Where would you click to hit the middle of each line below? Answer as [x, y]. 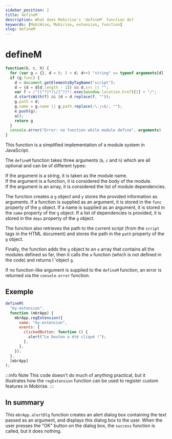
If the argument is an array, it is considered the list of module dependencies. [86, 187]
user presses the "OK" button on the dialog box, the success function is [80, 426]
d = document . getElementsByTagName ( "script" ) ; [65, 83]
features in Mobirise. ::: [30, 386]
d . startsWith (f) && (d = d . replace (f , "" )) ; [63, 97]
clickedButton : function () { [56, 332]
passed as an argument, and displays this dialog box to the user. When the [84, 420]
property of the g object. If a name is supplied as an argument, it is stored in [85, 207]
